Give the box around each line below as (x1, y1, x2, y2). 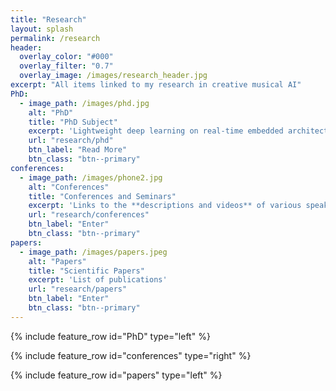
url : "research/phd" (28, 136, 114, 146)
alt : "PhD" (28, 107, 74, 118)
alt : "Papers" (28, 256, 87, 266)
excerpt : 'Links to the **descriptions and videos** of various (28, 201, 302, 211)
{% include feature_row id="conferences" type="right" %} (10, 349, 252, 361)
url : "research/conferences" (28, 210, 150, 220)
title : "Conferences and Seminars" (28, 191, 177, 201)
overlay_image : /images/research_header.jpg (19, 71, 208, 81)
